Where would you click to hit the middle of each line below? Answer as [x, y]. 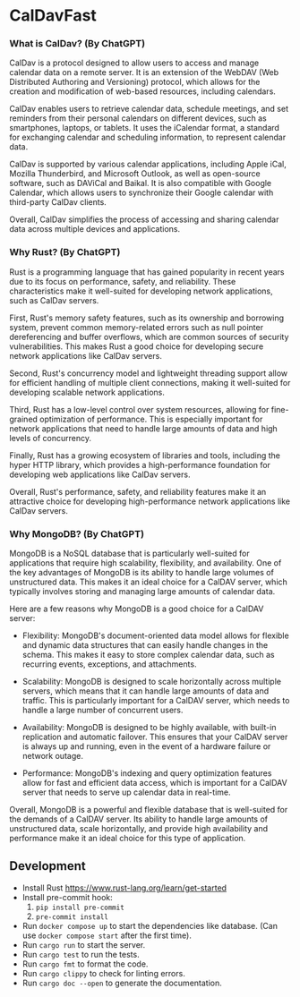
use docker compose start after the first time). [107, 935]
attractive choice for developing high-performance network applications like [150, 501]
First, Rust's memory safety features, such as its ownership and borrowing [147, 318]
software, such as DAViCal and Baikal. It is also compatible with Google [141, 183]
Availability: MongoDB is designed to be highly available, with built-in [149, 728]
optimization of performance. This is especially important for [151, 419]
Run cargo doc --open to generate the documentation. [122, 983]
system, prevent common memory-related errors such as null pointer [137, 327]
